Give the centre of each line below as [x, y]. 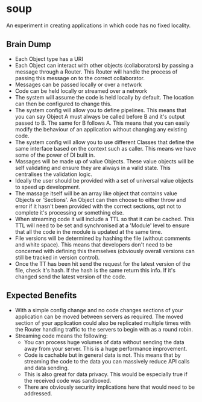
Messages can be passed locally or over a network [78, 84]
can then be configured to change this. [63, 104]
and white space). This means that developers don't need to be [94, 244]
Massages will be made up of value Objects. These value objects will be [104, 161]
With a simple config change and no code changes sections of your [99, 310]
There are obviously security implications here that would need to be [109, 387]
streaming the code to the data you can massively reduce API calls [107, 361]
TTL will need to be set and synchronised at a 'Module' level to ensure [102, 225]
